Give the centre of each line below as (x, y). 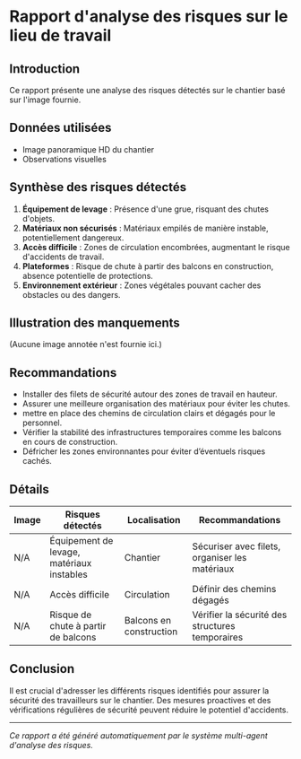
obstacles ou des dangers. (71, 294)
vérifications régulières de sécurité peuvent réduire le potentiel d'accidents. (149, 710)
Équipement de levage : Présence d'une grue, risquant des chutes (145, 209)
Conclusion (42, 669)
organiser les (219, 558)
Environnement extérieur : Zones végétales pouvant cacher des (142, 285)
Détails (29, 489)
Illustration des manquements (95, 323)
